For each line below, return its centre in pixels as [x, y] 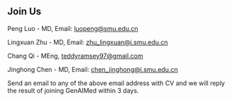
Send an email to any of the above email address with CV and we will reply [116, 83]
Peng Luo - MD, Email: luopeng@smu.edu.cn [73, 28]
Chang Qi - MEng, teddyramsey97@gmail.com [75, 56]
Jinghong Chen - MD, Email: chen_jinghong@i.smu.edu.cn [93, 69]
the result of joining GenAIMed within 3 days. [73, 90]
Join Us [24, 12]
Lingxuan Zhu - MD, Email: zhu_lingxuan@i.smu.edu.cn [88, 42]
